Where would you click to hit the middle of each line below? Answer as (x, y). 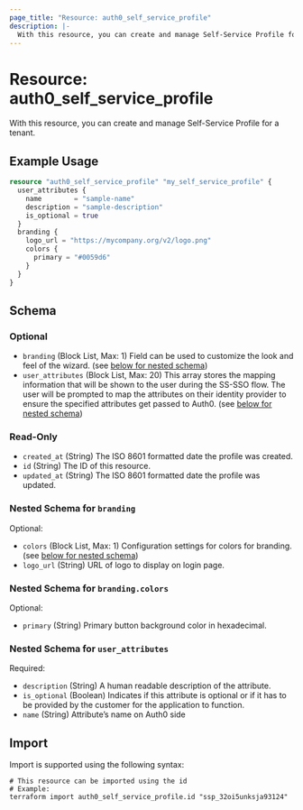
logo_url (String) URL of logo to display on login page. (124, 565)
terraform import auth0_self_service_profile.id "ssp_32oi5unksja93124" (149, 797)
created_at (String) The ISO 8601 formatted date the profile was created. (157, 456)
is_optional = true (62, 216)
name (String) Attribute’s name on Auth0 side (104, 714)
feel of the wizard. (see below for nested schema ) (115, 365)
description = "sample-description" (95, 207)
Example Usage (54, 161)
